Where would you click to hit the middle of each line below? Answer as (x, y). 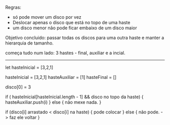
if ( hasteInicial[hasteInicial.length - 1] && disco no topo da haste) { (74, 97)
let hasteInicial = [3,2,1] (29, 67)
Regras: (13, 7)
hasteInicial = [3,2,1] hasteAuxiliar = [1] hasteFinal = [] (61, 77)
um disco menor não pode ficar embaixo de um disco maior (75, 28)
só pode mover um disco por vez (47, 17)
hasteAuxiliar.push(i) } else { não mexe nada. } (53, 102)
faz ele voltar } (25, 117)
